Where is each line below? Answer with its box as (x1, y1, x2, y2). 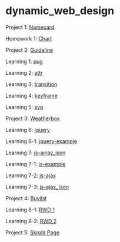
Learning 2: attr (5, 69, 43, 76)
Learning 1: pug (5, 58, 44, 65)
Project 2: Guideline (5, 46, 54, 54)
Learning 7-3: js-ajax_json (5, 183, 69, 190)
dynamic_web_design (5, 4, 115, 18)
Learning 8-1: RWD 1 (5, 206, 55, 213)
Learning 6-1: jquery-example (5, 137, 78, 145)
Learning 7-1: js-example (5, 160, 66, 167)
